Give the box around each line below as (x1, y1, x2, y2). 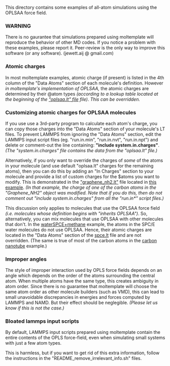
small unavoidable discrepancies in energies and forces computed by (5, 294, 151, 300)
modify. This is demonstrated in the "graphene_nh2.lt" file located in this (5, 179, 157, 185)
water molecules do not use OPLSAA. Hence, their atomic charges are (5, 227, 152, 233)
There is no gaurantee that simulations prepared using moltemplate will (5, 34, 154, 40)
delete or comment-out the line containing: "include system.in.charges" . (5, 142, 160, 148)
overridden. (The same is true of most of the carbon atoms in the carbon (5, 237, 157, 243)
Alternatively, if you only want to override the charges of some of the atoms (5, 157, 163, 163)
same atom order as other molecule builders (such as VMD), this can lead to (5, 289, 164, 295)
